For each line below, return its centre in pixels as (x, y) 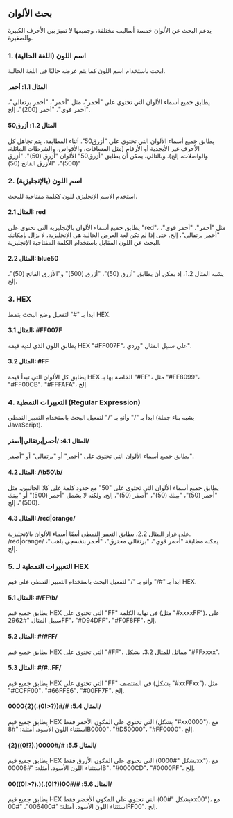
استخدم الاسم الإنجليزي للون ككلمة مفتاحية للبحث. (73, 196)
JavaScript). (25, 425)
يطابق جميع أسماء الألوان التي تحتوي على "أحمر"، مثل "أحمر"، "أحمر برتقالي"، (109, 102)
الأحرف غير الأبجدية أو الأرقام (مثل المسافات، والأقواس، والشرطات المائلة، (104, 148)
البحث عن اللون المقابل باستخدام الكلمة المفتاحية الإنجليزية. (85, 243)
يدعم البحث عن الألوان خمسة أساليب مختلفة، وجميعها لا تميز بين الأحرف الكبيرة (110, 30)
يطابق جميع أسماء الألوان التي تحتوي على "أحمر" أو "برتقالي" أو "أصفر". (101, 456)
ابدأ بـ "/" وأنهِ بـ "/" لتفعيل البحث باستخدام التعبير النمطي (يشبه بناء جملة (101, 418)
